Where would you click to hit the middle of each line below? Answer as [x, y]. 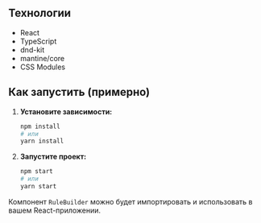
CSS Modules [43, 67]
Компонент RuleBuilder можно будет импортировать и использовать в [130, 201]
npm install [40, 126]
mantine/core [42, 58]
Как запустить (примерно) [79, 92]
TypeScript [38, 41]
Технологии [39, 13]
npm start [37, 171]
